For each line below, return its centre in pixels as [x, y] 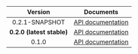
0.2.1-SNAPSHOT [38, 22]
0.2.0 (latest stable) [39, 32]
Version [39, 12]
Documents [101, 12]
